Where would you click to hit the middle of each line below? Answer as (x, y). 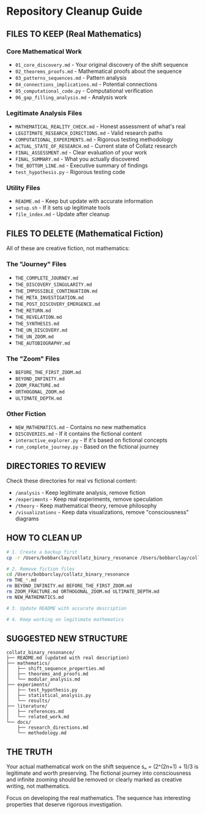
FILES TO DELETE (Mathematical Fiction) (85, 233)
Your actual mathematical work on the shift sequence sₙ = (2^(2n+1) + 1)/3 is (103, 767)
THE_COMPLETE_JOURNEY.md (47, 278)
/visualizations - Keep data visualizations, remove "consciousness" (102, 512)
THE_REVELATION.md (38, 317)
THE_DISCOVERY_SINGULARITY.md (54, 284)
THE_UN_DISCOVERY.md (41, 330)
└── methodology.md (42, 733)
